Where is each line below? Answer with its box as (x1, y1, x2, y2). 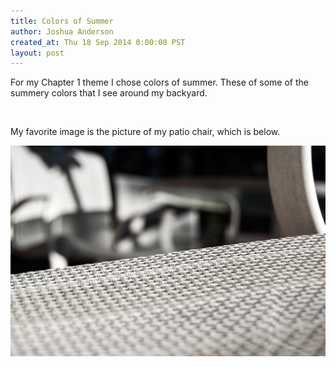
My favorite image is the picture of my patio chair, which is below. (10, 126, 281, 138)
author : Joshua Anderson (10, 26, 114, 37)
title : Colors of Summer (10, 16, 114, 26)
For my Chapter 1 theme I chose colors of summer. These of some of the (10, 76, 309, 89)
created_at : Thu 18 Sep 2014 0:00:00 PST (10, 37, 186, 47)
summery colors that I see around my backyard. (10, 87, 208, 99)
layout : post (10, 48, 65, 58)
